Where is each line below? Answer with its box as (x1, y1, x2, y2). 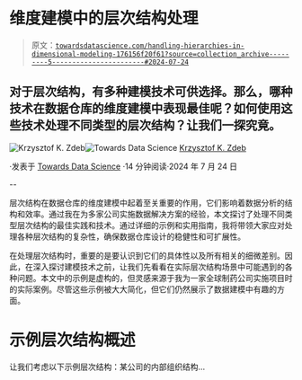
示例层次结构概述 (9, 330, 137, 350)
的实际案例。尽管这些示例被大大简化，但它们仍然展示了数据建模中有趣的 (9, 284, 277, 295)
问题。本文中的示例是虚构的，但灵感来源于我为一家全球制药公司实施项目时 (16, 272, 293, 283)
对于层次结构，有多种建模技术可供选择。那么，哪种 (9, 84, 293, 100)
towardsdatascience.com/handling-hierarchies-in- (55, 41, 245, 50)
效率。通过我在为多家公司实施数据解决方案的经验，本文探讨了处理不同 (24, 208, 285, 219)
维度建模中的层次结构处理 (9, 8, 200, 29)
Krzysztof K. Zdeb (179, 142, 247, 153)
